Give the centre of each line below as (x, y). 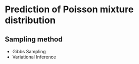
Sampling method (34, 39)
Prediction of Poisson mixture (69, 9)
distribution (30, 20)
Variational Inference (34, 57)
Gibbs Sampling (29, 51)
